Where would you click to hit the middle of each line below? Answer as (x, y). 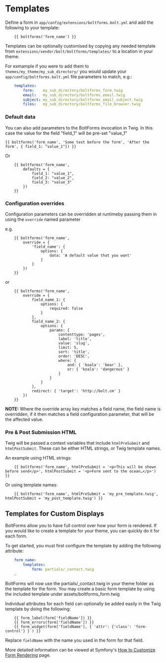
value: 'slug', (74, 343)
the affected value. (24, 419)
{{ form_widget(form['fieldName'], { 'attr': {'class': (73, 627)
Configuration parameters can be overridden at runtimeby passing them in (81, 214)
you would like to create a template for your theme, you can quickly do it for (82, 531)
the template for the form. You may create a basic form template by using (80, 589)
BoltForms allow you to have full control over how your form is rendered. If (81, 526)
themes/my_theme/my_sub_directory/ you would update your (66, 71)
